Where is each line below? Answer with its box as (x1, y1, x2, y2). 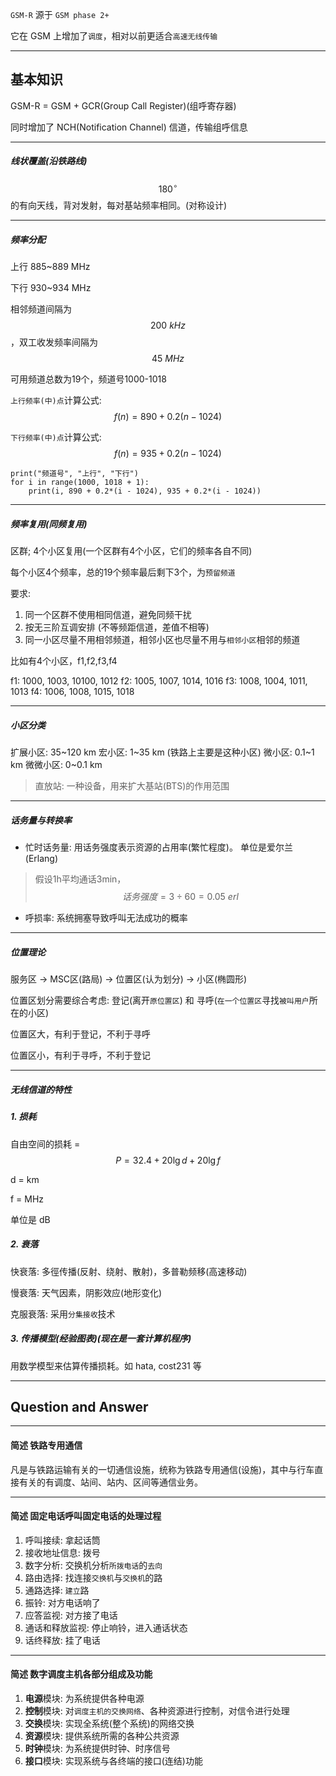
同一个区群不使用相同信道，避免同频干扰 (24, 609, 192, 621)
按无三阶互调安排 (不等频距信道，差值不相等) (24, 621, 210, 633)
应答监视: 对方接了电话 (24, 1609, 118, 1621)
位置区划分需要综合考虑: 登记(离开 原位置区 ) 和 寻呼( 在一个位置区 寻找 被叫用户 (10, 994, 310, 1007)
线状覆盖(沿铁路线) (10, 155, 88, 167)
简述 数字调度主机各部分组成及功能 (10, 1668, 153, 1680)
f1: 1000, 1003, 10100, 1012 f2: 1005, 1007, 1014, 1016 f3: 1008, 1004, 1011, (10, 675, 308, 687)
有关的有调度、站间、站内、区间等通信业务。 (18, 1476, 203, 1488)
